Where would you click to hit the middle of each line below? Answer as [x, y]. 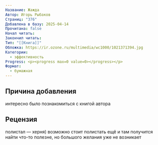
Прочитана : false [23, 29]
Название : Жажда [22, 10]
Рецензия [21, 119]
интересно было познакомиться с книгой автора [58, 104]
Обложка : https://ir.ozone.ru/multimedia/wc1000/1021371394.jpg [74, 47]
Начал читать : [20, 33]
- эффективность [27, 57]
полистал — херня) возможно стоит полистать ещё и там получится [79, 131]
